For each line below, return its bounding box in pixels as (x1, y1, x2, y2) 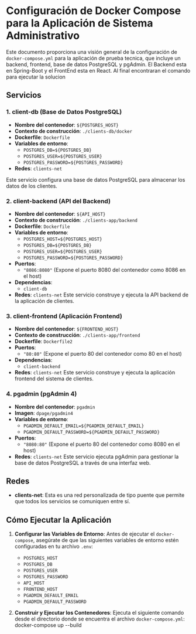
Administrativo (6, 29, 80, 42)
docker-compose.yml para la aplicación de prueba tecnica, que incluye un (6, 54, 181, 62)
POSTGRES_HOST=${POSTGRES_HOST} (23, 236, 102, 242)
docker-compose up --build (14, 622, 82, 629)
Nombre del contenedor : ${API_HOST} (14, 210, 106, 217)
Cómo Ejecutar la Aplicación (6, 514, 112, 525)
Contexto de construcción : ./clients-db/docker (14, 127, 133, 134)
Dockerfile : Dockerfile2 (14, 338, 73, 345)
